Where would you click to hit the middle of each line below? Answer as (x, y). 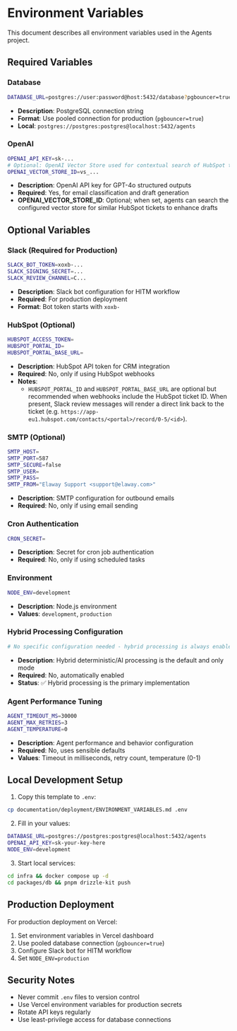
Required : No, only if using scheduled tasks (81, 559)
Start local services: (47, 863)
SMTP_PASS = (23, 478)
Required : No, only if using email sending (78, 506)
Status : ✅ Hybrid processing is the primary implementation (104, 682)
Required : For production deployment (72, 299)
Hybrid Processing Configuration (65, 632)
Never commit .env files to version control (78, 997)
